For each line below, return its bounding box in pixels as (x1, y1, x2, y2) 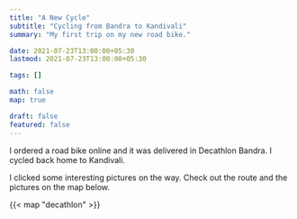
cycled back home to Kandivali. (9, 154, 126, 165)
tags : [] (9, 71, 42, 80)
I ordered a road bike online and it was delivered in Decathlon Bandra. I (9, 145, 273, 156)
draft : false (9, 112, 58, 121)
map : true (9, 96, 47, 105)
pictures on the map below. (9, 181, 111, 192)
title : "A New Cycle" (9, 13, 91, 23)
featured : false (9, 120, 70, 129)
